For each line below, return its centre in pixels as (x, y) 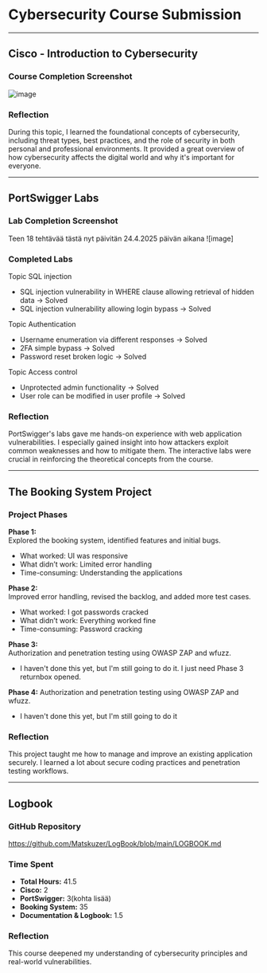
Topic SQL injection (40, 276)
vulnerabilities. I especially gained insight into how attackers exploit (118, 442)
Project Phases (38, 514)
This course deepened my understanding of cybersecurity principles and (128, 953)
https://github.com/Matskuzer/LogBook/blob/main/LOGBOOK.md (115, 843)
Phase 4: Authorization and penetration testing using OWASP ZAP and (124, 692)
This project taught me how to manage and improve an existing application (130, 754)
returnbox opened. (50, 677)
